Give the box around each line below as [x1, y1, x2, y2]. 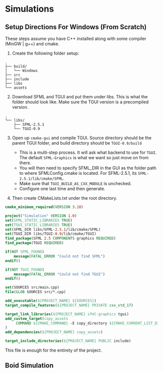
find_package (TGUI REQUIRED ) [5, 241, 64, 245]
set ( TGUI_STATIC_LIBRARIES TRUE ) [5, 223, 73, 227]
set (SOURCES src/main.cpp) [5, 285, 60, 290]
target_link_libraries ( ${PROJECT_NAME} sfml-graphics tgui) [5, 312, 130, 317]
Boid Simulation [5, 361, 54, 370]
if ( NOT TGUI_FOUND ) [5, 267, 45, 272]
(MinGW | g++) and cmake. [5, 41, 60, 47]
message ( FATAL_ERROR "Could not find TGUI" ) [14, 272, 105, 277]
